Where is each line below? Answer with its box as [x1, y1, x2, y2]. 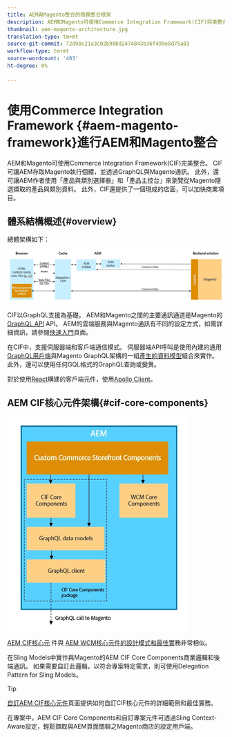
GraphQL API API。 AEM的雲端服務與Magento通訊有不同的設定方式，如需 [7, 319, 217, 328]
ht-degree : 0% [7, 62, 48, 69]
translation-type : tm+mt [7, 33, 79, 40]
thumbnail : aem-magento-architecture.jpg [7, 26, 128, 33]
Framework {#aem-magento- [7, 118, 180, 133]
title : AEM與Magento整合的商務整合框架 [7, 11, 112, 18]
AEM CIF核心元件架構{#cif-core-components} [7, 397, 209, 409]
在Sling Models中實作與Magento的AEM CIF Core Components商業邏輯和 [7, 653, 214, 661]
